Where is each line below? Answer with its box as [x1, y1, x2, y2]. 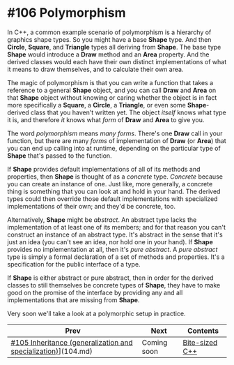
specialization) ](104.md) [10, 346, 93, 356]
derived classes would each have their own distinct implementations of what [7, 57, 227, 66]
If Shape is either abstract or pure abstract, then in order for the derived [7, 274, 214, 282]
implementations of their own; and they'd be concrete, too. [7, 202, 176, 210]
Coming [141, 337, 168, 347]
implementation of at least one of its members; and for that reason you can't [7, 223, 226, 231]
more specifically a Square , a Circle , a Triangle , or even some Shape [7, 100, 207, 109]
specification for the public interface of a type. [7, 260, 141, 268]
